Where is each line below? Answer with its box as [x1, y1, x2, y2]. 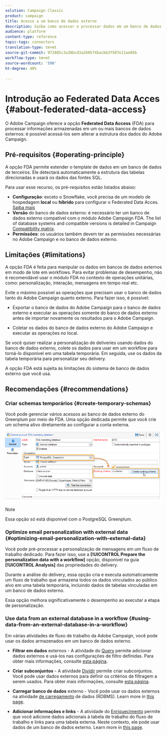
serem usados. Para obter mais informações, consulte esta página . [12, 678, 150, 684]
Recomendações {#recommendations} [5, 385, 129, 393]
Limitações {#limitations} [5, 251, 86, 259]
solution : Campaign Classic [5, 8, 64, 13]
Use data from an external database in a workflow [5, 615, 128, 622]
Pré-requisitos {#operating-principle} [5, 151, 125, 159]
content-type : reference [5, 34, 57, 39]
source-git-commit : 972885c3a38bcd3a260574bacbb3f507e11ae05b [5, 50, 137, 55]
